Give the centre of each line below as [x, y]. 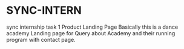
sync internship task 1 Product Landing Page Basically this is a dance [92, 27]
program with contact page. [41, 39]
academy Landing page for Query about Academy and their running [91, 33]
